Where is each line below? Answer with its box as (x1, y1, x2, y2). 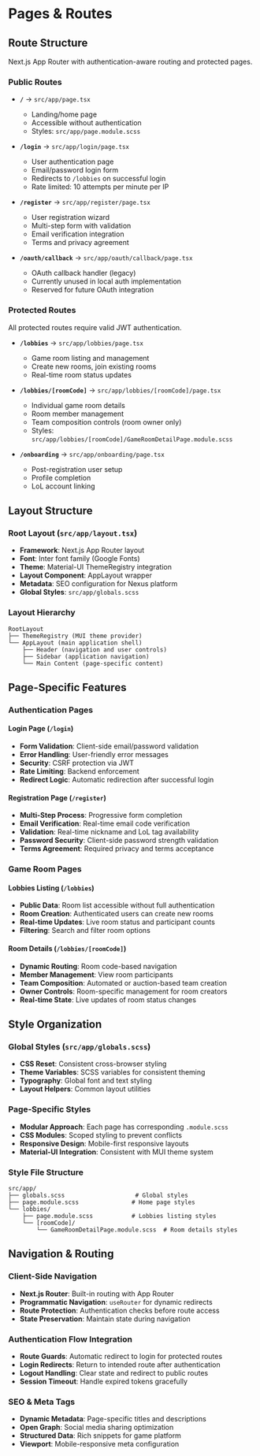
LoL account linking (31, 481, 96, 491)
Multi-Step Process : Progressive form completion (19, 811, 183, 820)
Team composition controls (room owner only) (31, 417, 182, 426)
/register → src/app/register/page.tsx (19, 198, 151, 207)
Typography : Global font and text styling (19, 1076, 152, 1086)
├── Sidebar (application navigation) (22, 652, 150, 660)
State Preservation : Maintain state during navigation (19, 1313, 191, 1324)
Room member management (31, 409, 124, 418)
